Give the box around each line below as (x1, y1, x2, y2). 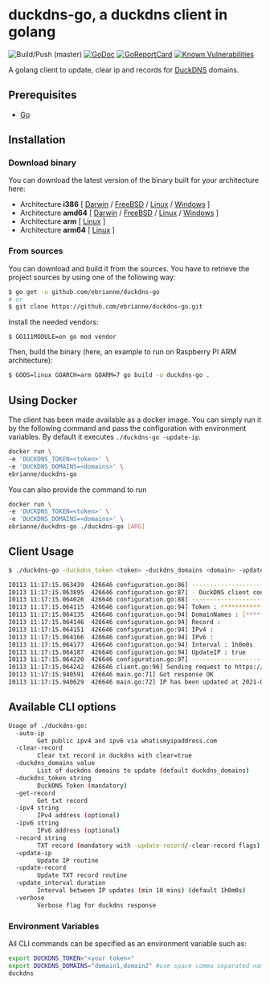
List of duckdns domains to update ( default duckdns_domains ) (37, 767, 250, 775)
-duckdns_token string (15, 774, 92, 782)
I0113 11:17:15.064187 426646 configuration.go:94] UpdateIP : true (8, 648, 247, 656)
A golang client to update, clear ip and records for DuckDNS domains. (8, 64, 239, 74)
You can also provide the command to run (8, 485, 147, 494)
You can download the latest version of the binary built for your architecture (8, 176, 260, 185)
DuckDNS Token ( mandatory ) (37, 781, 128, 790)
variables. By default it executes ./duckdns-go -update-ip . (8, 432, 201, 442)
